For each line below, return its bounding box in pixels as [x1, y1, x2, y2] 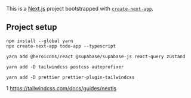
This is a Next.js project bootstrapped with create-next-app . [6, 5, 154, 12]
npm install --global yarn [6, 38, 73, 44]
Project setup [6, 22, 58, 32]
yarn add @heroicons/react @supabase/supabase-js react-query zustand [6, 53, 186, 59]
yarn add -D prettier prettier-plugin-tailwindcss [6, 74, 135, 80]
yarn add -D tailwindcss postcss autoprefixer [6, 64, 124, 70]
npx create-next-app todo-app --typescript [6, 43, 116, 49]
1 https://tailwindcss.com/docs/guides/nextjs [6, 84, 117, 91]
